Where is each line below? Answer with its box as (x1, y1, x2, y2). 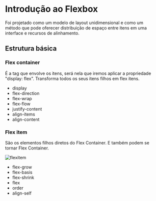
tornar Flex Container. (5, 145, 49, 151)
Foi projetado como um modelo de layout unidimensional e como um (5, 20, 144, 26)
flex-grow (12, 164, 32, 170)
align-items (12, 111, 35, 117)
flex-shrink (12, 174, 34, 180)
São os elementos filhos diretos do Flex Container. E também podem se (5, 140, 150, 145)
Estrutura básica (5, 44, 57, 53)
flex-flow (12, 101, 31, 107)
